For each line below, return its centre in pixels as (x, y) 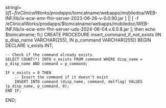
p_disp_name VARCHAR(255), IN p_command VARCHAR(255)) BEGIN (78, 40)
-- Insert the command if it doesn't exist (62, 77)
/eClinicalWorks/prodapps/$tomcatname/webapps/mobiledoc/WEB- (77, 24)
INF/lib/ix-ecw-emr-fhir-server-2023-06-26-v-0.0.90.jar (65, 18)
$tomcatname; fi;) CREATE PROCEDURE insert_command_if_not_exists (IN (84, 35)
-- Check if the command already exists (49, 55)
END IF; (14, 91)
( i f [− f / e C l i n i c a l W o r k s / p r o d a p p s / (39, 13)
